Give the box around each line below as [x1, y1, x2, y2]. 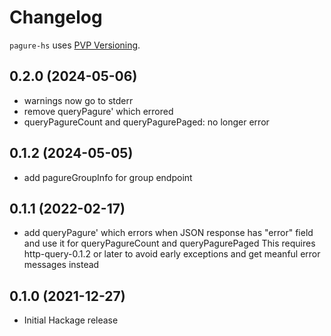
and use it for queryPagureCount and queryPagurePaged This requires [23, 237, 316, 250]
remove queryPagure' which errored [23, 105, 174, 117]
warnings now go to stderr [23, 94, 134, 106]
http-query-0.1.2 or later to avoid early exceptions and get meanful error [23, 248, 321, 260]
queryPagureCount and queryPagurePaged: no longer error [23, 116, 270, 128]
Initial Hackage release [23, 314, 119, 326]
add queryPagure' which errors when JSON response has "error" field [23, 227, 314, 239]
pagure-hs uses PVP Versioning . [9, 39, 141, 51]
